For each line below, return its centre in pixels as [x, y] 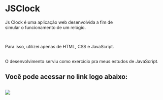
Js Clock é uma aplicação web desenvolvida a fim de [59, 22]
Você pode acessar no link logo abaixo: [66, 77]
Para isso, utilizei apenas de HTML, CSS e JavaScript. [60, 46]
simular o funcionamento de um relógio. [46, 27]
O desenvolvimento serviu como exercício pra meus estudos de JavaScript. [82, 61]
